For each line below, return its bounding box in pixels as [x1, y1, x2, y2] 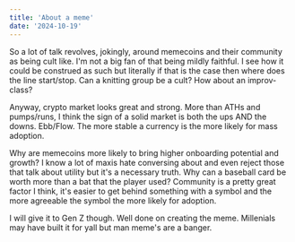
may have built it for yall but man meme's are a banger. [9, 221, 213, 233]
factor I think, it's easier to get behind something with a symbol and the [9, 186, 272, 196]
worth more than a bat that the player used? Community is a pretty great [9, 176, 276, 186]
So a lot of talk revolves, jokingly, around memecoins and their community [9, 46, 282, 56]
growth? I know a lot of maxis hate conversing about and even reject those [9, 157, 285, 168]
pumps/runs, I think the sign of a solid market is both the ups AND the [9, 111, 267, 122]
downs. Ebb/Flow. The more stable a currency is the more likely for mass [9, 120, 278, 131]
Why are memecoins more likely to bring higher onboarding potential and [9, 147, 280, 158]
